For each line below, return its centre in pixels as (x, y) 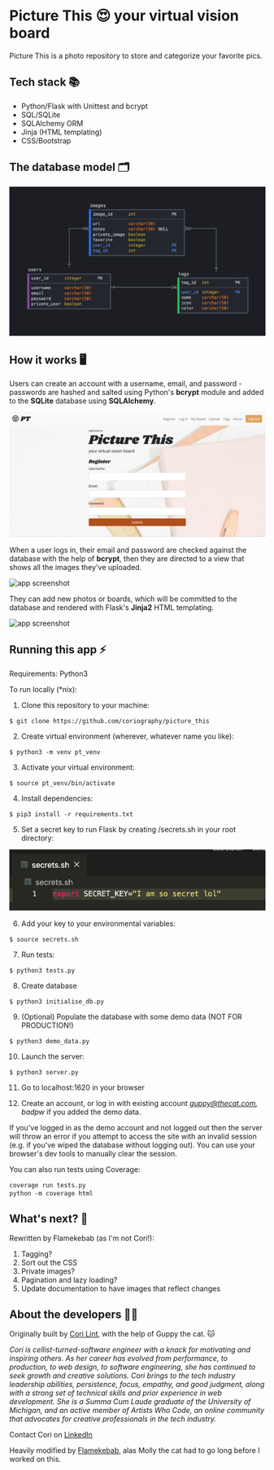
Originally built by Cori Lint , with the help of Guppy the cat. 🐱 (112, 1333)
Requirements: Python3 (49, 674)
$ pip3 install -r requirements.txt (71, 814)
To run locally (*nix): (43, 689)
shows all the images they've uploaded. (76, 567)
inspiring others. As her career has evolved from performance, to (119, 1358)
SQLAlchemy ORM (52, 123)
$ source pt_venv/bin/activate (62, 783)
